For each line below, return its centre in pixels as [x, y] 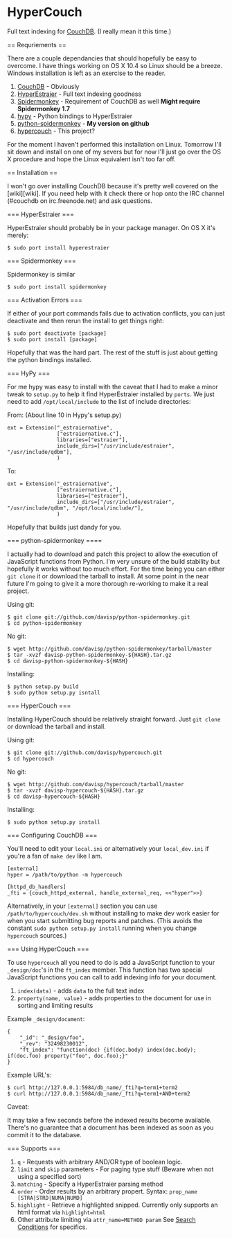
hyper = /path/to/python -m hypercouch [65, 874]
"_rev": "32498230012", [54, 1043]
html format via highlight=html [61, 1212]
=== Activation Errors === [45, 300]
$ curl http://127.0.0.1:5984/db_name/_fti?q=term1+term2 [92, 1088]
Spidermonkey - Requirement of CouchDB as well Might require [109, 101]
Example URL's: [29, 1075]
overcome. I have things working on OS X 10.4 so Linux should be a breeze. [115, 65]
